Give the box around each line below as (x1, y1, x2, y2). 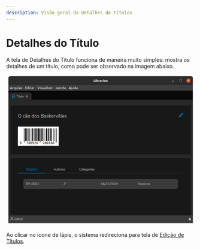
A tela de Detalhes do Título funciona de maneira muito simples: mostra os (6, 56, 190, 63)
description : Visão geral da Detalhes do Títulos (6, 10, 133, 16)
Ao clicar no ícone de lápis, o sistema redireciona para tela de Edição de (6, 231, 184, 239)
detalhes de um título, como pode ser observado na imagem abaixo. (6, 62, 175, 70)
